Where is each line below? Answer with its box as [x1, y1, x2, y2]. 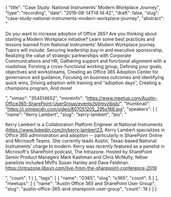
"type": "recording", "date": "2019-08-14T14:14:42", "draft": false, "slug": [5, 10, 160, 16]
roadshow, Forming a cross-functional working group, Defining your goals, [5, 64, 163, 69]
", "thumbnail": [119, 101, 151, 107]
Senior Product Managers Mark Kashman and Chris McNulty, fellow [5, 154, 148, 160]
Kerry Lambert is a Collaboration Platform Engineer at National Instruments [5, 122, 163, 127]
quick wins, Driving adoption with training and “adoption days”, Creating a [5, 80, 161, 86]
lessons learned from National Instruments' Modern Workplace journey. [5, 42, 156, 48]
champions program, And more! [5, 85, 73, 91]
